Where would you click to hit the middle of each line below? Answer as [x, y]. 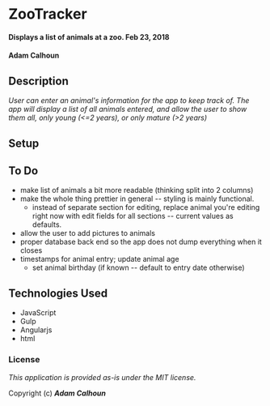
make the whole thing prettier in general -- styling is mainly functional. [137, 199]
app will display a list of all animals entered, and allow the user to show [128, 109]
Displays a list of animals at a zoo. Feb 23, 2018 [89, 36]
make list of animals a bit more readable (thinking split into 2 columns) [137, 190]
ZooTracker [48, 14]
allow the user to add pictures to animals [88, 233]
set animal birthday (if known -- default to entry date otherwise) [138, 267]
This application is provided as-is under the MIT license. [102, 377]
